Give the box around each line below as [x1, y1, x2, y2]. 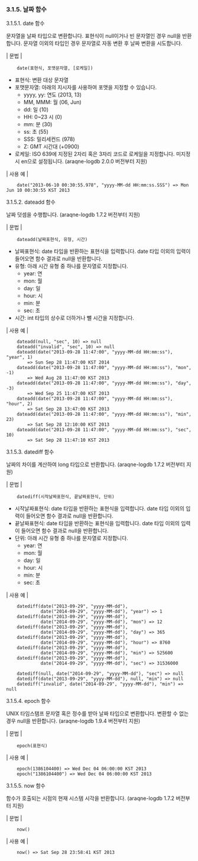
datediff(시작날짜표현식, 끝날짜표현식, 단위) [17, 494, 115, 500]
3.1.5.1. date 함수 [6, 20, 45, 27]
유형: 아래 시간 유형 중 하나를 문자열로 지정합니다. [14, 262, 128, 270]
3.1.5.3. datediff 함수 [6, 448, 54, 455]
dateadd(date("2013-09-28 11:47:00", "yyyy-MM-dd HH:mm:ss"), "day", [17, 380, 192, 386]
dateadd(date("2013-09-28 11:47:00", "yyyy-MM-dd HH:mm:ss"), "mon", [17, 365, 192, 371]
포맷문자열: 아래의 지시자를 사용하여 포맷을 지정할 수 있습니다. [14, 84, 157, 91]
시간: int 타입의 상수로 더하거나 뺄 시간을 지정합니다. [14, 314, 135, 322]
